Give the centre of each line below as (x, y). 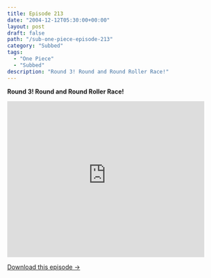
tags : (15, 53)
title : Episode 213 (35, 14)
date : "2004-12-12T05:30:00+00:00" (59, 20)
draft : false (26, 33)
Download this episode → (44, 267)
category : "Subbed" (35, 46)
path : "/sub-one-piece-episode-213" (60, 40)
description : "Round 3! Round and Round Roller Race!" (88, 71)
